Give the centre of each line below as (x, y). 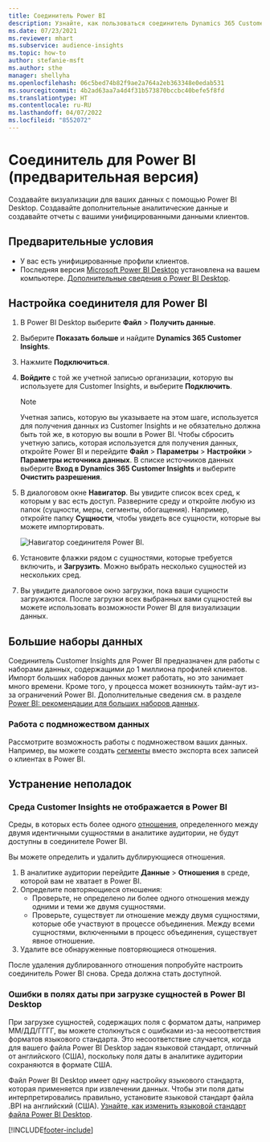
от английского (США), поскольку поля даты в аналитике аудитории (126, 1056)
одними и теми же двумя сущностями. (99, 907)
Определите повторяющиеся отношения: (91, 890)
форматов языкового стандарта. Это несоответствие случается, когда (130, 1039)
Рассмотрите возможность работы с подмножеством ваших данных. (128, 742)
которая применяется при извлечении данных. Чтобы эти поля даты (126, 1088)
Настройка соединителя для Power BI (108, 303)
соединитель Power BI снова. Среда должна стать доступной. (115, 973)
